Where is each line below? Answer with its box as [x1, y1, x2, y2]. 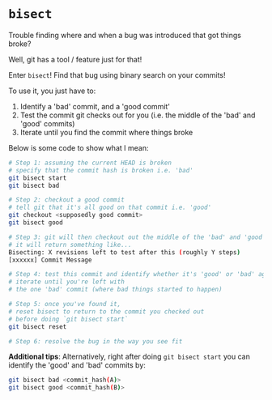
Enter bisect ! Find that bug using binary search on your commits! [8, 70, 226, 79]
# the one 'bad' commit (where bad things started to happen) [8, 286, 223, 294]
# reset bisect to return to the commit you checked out [8, 307, 205, 316]
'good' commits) [19, 118, 75, 128]
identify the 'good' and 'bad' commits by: [8, 360, 146, 370]
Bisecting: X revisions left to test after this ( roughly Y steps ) [8, 248, 241, 257]
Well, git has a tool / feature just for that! [8, 54, 142, 64]
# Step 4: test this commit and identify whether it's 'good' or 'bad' [8, 270, 255, 279]
